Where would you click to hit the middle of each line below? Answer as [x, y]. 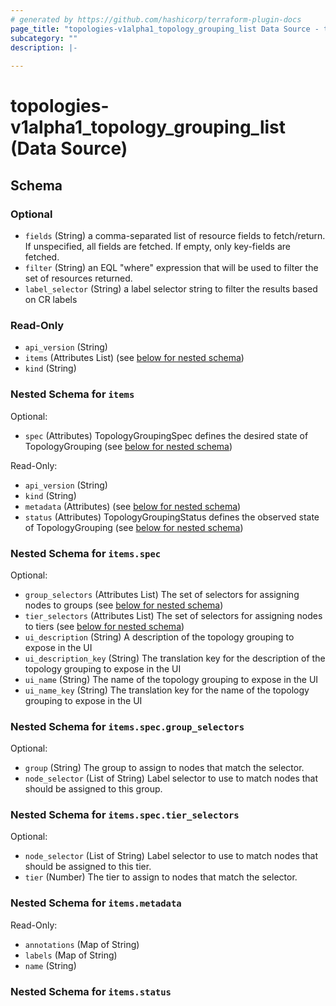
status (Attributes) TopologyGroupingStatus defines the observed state [172, 517]
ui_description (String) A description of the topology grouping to [159, 637]
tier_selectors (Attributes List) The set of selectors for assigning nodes [173, 615]
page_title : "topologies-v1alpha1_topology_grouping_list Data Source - [165, 29]
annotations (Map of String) [82, 944]
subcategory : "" [44, 38]
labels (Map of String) [71, 955]
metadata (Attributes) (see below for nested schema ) [133, 506]
